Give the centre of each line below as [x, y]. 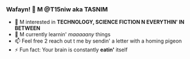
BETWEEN [27, 28]
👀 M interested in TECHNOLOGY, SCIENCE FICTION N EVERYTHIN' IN [99, 22]
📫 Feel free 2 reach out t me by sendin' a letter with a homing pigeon [98, 41]
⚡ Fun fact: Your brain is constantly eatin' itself [71, 50]
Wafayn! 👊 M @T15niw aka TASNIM [57, 9]
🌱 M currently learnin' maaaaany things [63, 34]
